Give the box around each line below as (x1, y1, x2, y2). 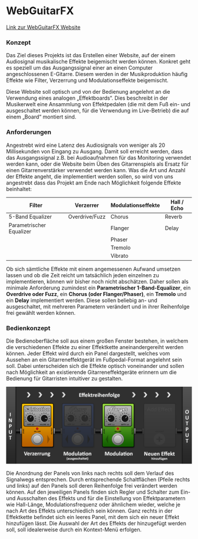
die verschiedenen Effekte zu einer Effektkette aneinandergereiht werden (6, 344, 184, 351)
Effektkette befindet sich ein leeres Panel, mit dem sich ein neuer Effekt (6, 513, 180, 520)
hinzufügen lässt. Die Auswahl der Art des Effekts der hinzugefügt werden (6, 520, 187, 527)
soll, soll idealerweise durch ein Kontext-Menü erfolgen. (6, 526, 142, 533)
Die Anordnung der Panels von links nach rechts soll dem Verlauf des (6, 469, 174, 476)
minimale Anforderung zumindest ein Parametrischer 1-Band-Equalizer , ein (6, 284, 191, 291)
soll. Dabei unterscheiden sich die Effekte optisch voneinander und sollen (6, 363, 184, 370)
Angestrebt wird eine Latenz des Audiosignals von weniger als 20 (6, 142, 166, 149)
